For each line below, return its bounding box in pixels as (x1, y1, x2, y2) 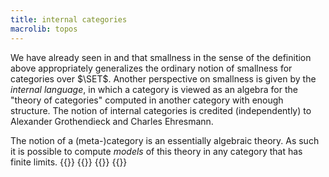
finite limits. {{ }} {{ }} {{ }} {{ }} (10, 156, 128, 168)
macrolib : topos (10, 24, 78, 34)
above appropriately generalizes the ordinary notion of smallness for (10, 62, 293, 74)
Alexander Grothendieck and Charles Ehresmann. (10, 115, 214, 127)
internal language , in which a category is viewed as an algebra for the (10, 83, 298, 95)
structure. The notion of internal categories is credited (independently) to (10, 104, 312, 116)
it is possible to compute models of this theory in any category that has (10, 145, 303, 157)
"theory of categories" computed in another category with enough (10, 94, 284, 106)
